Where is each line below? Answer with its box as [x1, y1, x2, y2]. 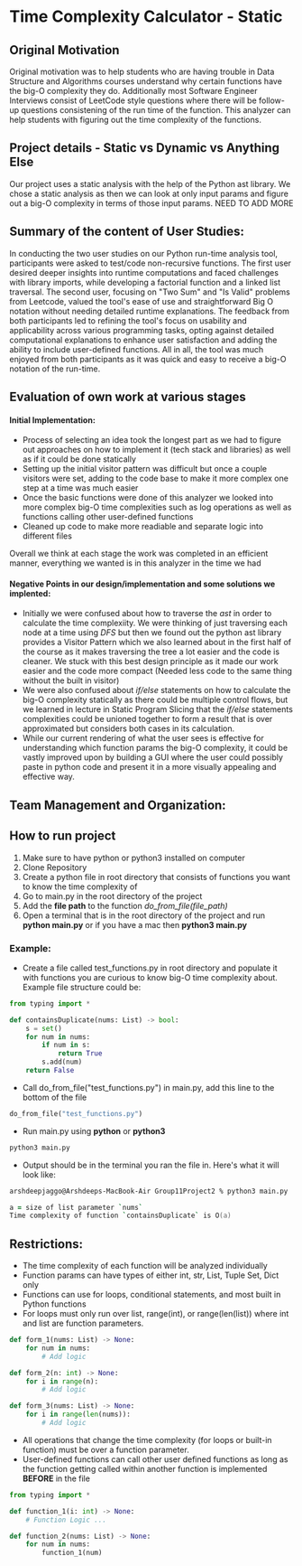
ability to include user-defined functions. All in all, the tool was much [9, 343, 264, 354]
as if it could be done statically [22, 454, 137, 464]
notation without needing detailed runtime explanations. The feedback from [9, 305, 290, 316]
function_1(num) [41, 1548, 103, 1558]
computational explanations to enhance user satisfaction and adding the [9, 334, 278, 345]
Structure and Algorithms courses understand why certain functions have [9, 76, 282, 87]
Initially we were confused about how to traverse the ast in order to [22, 608, 272, 619]
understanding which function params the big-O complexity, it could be [22, 743, 288, 754]
